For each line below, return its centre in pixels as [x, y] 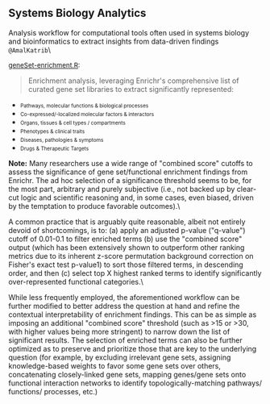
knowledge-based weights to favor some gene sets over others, [115, 365]
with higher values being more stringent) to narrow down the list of [119, 331]
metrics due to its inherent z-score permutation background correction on [131, 256]
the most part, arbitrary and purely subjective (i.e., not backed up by [122, 189]
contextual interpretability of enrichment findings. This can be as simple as [133, 314]
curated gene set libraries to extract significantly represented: [131, 89]
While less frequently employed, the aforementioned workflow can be [124, 297]
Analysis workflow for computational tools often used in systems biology [129, 32]
